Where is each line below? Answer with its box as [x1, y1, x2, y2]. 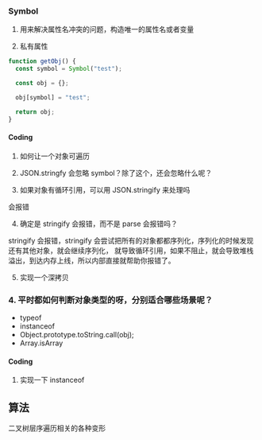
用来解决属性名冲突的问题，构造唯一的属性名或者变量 [19, 25, 195, 34]
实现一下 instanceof [19, 376, 85, 385]
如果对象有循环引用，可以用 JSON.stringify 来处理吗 [19, 185, 191, 194]
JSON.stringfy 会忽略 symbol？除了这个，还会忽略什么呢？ [19, 168, 213, 177]
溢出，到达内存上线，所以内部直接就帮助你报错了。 [8, 255, 175, 265]
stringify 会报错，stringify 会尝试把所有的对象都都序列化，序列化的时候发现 [8, 236, 254, 245]
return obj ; [15, 107, 56, 116]
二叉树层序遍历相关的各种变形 [8, 423, 106, 433]
